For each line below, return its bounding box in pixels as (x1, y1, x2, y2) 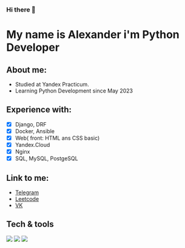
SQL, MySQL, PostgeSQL (15, 155, 78, 162)
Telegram (15, 189, 39, 196)
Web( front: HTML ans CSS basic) (15, 134, 100, 142)
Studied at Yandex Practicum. (15, 80, 89, 88)
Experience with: (6, 105, 72, 115)
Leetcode (15, 195, 39, 202)
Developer (6, 41, 59, 54)
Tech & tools (6, 219, 55, 229)
